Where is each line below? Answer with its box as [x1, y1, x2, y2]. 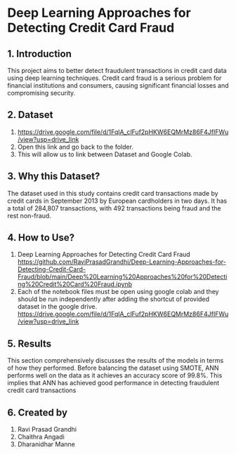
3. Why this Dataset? [7, 171, 100, 182]
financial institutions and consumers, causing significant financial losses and [7, 81, 229, 89]
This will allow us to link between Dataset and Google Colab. [17, 149, 192, 159]
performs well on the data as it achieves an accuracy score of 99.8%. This [7, 371, 223, 380]
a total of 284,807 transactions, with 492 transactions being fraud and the [7, 203, 221, 212]
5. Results [7, 338, 52, 349]
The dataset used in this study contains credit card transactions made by [7, 189, 219, 197]
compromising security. [7, 89, 76, 97]
